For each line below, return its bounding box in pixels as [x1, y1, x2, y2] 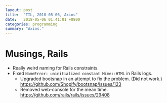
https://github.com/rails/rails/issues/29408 [20, 92, 110, 98]
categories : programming [5, 21, 58, 27]
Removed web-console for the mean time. [20, 87, 108, 93]
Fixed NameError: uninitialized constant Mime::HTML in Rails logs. [12, 71, 153, 77]
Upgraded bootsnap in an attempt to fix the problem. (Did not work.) [20, 76, 162, 82]
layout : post [5, 7, 33, 13]
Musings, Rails [5, 48, 68, 60]
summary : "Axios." [5, 26, 44, 31]
